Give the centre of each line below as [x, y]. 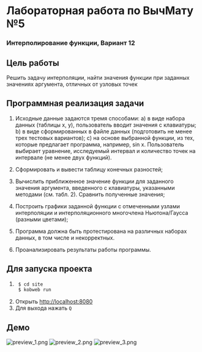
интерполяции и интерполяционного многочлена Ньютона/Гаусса [102, 213]
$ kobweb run [35, 290]
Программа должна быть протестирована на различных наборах [101, 231]
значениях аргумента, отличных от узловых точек [72, 84]
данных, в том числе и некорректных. [65, 238]
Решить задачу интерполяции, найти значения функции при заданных [98, 77]
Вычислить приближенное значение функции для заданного [94, 181]
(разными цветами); [42, 219]
